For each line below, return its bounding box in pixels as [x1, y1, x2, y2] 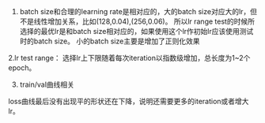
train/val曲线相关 [19, 80, 75, 89]
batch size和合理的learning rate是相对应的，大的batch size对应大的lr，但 [19, 7, 258, 16]
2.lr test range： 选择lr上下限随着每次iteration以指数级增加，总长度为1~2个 [8, 54, 251, 62]
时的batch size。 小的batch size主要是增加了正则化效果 [19, 36, 200, 46]
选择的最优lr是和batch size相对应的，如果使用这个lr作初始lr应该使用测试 [19, 27, 254, 35]
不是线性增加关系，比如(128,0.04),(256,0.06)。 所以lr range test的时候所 [19, 17, 256, 26]
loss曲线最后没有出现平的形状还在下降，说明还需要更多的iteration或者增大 [8, 97, 249, 106]
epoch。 [8, 63, 36, 73]
